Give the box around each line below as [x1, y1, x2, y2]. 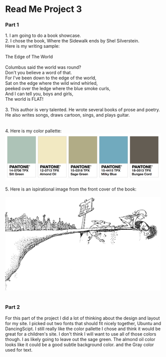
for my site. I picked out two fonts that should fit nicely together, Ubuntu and [5, 320, 162, 326]
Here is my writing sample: [5, 43, 60, 49]
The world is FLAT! [5, 96, 44, 102]
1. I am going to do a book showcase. [5, 32, 81, 38]
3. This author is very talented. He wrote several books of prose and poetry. [5, 107, 161, 113]
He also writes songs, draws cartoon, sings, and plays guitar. [5, 112, 130, 118]
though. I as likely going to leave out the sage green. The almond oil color [5, 336, 156, 342]
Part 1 [5, 21, 19, 28]
